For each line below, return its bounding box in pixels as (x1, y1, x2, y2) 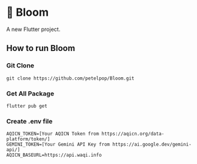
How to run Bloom (6, 43, 75, 53)
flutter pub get (6, 103, 47, 109)
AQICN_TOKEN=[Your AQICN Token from (6, 131, 99, 137)
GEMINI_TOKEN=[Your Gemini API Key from (6, 142, 111, 148)
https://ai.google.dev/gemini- (112, 142, 192, 148)
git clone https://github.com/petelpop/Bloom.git (6, 75, 135, 81)
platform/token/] (6, 136, 50, 142)
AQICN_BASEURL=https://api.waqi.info (6, 152, 102, 159)
